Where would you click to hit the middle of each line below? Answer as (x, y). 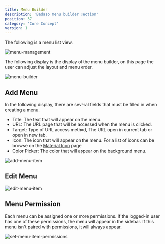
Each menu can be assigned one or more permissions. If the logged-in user (82, 216)
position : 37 (19, 19)
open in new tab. (30, 135)
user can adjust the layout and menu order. (49, 67)
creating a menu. (22, 110)
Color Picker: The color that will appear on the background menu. (79, 151)
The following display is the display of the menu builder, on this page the (79, 62)
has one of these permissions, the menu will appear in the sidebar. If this (80, 221)
